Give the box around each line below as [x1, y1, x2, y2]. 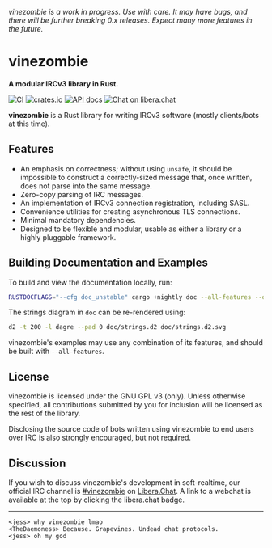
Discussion [8, 456, 66, 470]
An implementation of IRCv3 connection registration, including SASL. [19, 198, 250, 208]
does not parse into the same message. [19, 181, 152, 191]
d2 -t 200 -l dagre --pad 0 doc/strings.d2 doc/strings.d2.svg [8, 323, 227, 331]
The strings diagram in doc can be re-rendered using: [8, 307, 186, 318]
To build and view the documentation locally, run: [8, 277, 172, 287]
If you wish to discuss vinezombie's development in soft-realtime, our [8, 477, 240, 487]
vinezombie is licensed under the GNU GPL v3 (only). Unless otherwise [8, 391, 246, 401]
